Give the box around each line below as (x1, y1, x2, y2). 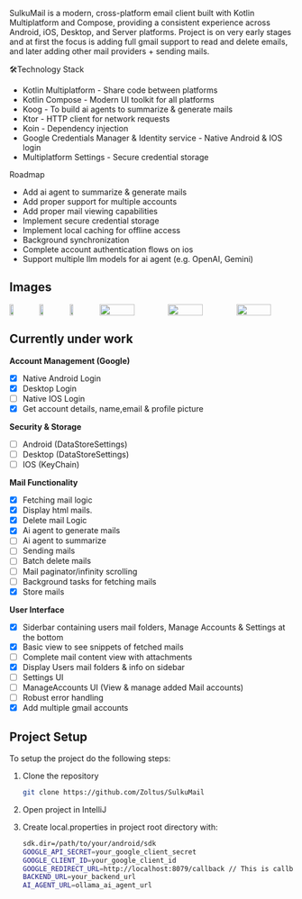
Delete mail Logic (22, 515, 87, 526)
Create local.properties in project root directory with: (22, 822, 218, 832)
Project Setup (9, 729, 88, 744)
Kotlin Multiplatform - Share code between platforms (22, 85, 218, 95)
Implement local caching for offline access (22, 225, 181, 235)
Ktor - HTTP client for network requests (22, 114, 170, 124)
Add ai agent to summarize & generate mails (22, 186, 188, 197)
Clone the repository (22, 770, 99, 781)
